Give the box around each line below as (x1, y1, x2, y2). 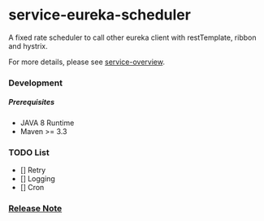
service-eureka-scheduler (8, 6, 191, 24)
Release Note (8, 203, 63, 214)
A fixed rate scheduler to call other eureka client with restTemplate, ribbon (8, 32, 257, 42)
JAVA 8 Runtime (19, 118, 75, 128)
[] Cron (19, 183, 45, 193)
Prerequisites (8, 97, 55, 107)
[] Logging (19, 174, 55, 184)
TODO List (8, 146, 50, 158)
